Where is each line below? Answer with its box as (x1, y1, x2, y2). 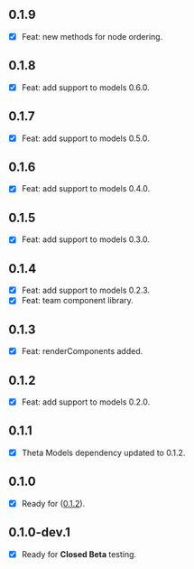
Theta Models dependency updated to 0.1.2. (21, 447, 186, 458)
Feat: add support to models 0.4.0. (21, 183, 151, 194)
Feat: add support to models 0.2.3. (21, 284, 151, 296)
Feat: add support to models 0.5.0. (21, 133, 150, 144)
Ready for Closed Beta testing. (21, 548, 137, 559)
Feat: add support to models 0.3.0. (21, 234, 150, 245)
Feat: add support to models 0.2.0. (21, 396, 151, 407)
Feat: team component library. (21, 295, 134, 306)
